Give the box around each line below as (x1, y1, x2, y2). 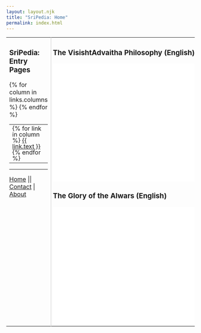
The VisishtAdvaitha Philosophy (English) (53, 48, 195, 57)
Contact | (9, 183, 36, 191)
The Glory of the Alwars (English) (53, 191, 167, 200)
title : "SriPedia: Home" (6, 14, 68, 20)
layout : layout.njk (6, 8, 55, 15)
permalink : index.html (6, 20, 63, 26)
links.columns (9, 96, 48, 104)
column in (9, 88, 37, 96)
